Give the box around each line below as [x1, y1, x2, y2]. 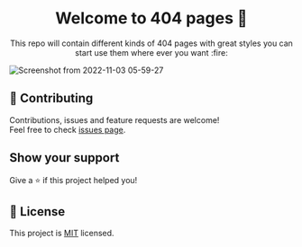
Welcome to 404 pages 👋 [55, 8, 248, 29]
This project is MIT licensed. [9, 228, 114, 239]
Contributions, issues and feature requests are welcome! [9, 114, 220, 125]
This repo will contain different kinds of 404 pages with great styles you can [10, 38, 293, 49]
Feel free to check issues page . [9, 124, 126, 135]
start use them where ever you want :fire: [75, 47, 228, 57]
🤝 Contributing [9, 91, 94, 106]
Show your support [9, 150, 120, 165]
